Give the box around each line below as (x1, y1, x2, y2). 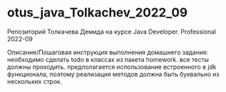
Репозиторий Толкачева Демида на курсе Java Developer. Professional (7, 27, 216, 36)
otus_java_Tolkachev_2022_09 (7, 5, 188, 21)
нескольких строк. (7, 77, 62, 85)
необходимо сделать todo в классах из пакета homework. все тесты (7, 55, 209, 63)
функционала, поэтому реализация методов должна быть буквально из (7, 70, 220, 78)
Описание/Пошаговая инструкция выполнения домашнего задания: (7, 48, 209, 56)
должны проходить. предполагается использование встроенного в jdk (7, 62, 216, 71)
